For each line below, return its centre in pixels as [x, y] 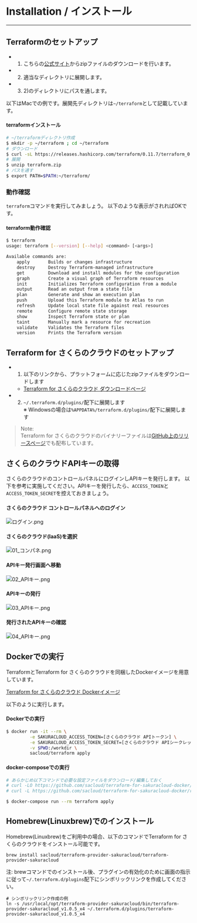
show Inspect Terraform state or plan [73, 317]
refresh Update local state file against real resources [93, 306]
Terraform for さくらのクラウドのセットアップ [90, 353]
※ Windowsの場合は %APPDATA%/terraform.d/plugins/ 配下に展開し [102, 410]
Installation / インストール [69, 11]
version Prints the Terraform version [69, 333]
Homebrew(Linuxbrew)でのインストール [80, 821]
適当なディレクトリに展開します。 [64, 77]
